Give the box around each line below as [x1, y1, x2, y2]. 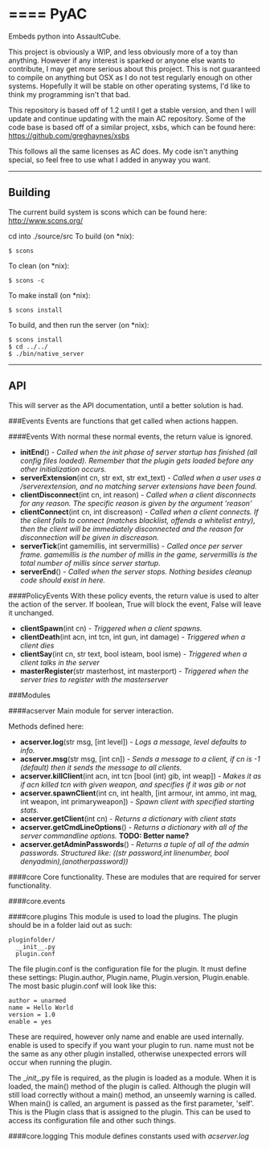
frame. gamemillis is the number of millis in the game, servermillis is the [19, 550, 258, 559]
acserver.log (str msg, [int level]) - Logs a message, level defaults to [19, 737, 247, 746]
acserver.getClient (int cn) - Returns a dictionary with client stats [19, 813, 237, 824]
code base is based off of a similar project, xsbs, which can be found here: [8, 122, 256, 132]
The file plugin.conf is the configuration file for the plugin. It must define [8, 963, 247, 973]
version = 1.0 [8, 1010, 56, 1019]
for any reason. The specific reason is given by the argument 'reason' [19, 498, 252, 508]
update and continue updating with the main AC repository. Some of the [8, 113, 247, 123]
